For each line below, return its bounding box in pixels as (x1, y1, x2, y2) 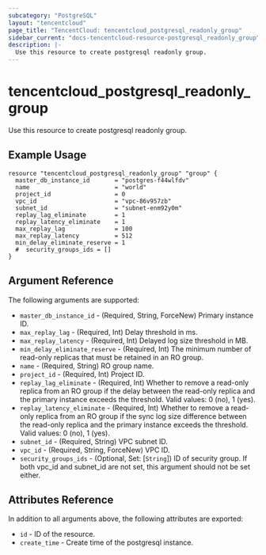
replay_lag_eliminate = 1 (15, 211, 126, 219)
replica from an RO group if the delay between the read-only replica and (19, 386, 256, 396)
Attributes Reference (8, 492, 114, 507)
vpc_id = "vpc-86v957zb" (15, 197, 172, 205)
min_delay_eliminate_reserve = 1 (15, 238, 126, 246)
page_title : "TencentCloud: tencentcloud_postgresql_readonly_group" (8, 26, 243, 34)
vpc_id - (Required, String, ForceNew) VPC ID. (19, 445, 170, 454)
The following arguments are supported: (8, 295, 140, 305)
